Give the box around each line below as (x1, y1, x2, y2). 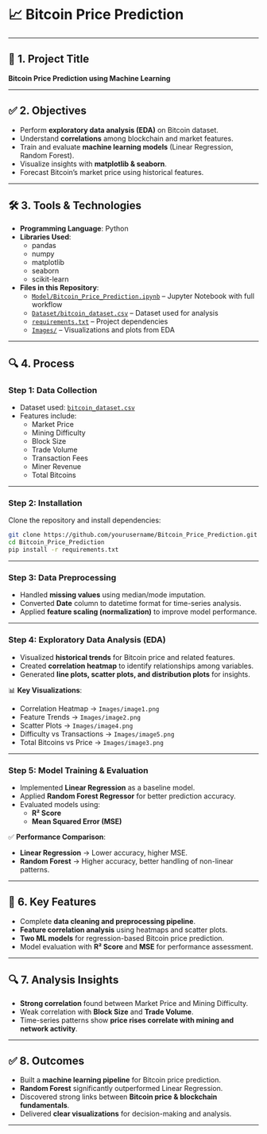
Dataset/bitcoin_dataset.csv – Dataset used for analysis (31, 309, 219, 318)
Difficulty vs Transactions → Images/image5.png (19, 728, 175, 739)
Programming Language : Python (19, 223, 129, 234)
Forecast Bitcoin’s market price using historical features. (19, 167, 204, 177)
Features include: (19, 411, 77, 421)
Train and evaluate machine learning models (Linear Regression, (19, 142, 234, 151)
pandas (31, 241, 57, 250)
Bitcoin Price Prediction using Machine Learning (8, 73, 171, 83)
